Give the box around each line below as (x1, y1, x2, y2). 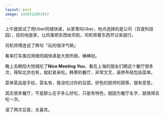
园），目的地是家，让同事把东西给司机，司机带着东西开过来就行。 (5, 32, 136, 38)
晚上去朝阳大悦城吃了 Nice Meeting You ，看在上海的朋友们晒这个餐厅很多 (5, 63, 153, 69)
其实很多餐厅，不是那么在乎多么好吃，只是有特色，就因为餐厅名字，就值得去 (5, 90, 160, 96)
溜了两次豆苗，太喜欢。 (5, 106, 52, 113)
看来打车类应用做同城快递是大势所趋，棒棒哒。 (5, 52, 99, 59)
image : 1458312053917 (5, 12, 49, 17)
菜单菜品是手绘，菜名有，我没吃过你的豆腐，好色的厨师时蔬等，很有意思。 (5, 79, 155, 86)
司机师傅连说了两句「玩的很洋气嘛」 (5, 42, 78, 48)
